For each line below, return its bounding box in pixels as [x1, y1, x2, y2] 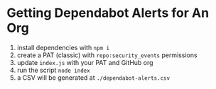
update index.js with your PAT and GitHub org [16, 58, 153, 66]
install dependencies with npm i [16, 43, 110, 52]
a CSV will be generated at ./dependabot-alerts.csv [16, 73, 171, 82]
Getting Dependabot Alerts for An [6, 5, 210, 21]
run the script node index [16, 66, 90, 74]
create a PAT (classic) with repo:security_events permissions [16, 51, 198, 59]
